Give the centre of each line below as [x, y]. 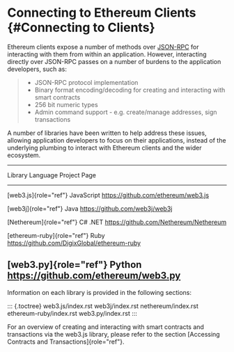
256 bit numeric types [67, 104]
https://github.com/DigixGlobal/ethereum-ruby [74, 243]
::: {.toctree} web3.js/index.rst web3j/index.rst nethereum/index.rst [103, 306]
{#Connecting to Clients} [81, 27]
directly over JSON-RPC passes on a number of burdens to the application [114, 61]
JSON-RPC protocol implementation [86, 82]
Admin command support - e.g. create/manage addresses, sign [126, 112]
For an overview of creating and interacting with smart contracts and [106, 327]
